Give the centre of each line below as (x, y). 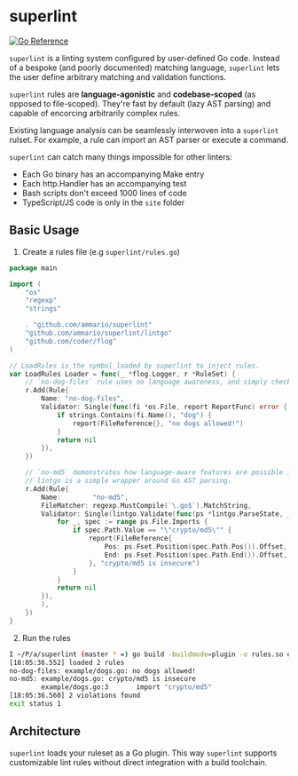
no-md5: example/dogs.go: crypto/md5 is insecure (103, 679)
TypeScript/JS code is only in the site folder (103, 202)
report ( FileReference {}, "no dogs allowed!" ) (158, 424)
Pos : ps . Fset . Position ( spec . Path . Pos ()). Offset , (196, 547)
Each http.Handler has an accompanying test (104, 183)
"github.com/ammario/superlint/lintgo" (99, 333)
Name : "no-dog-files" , (83, 399)
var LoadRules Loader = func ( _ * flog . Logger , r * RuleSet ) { (123, 374)
